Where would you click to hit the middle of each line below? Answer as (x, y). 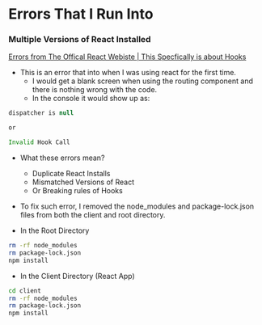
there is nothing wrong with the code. (95, 90)
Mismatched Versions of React (83, 182)
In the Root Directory (55, 230)
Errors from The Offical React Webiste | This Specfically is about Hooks (127, 57)
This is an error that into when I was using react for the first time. (128, 73)
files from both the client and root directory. (93, 215)
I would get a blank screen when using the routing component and (142, 81)
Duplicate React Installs (71, 174)
